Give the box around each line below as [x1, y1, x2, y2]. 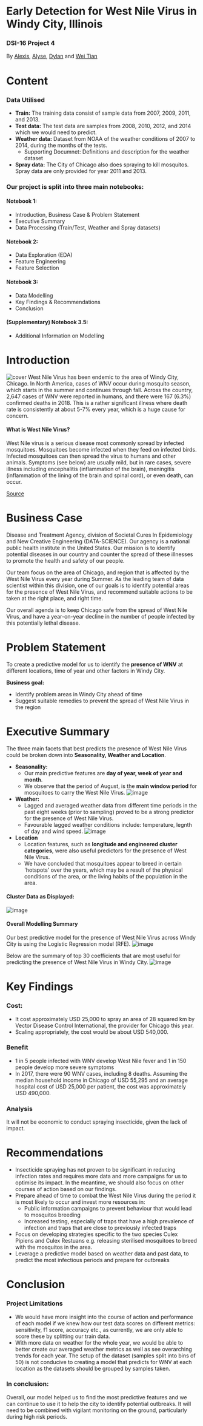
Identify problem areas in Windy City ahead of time [15, 690, 142, 698]
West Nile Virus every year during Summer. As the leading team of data [6, 575, 184, 582]
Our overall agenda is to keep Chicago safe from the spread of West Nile [6, 606, 188, 614]
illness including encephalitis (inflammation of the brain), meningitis [6, 465, 175, 472]
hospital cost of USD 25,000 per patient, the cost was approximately [15, 1082, 187, 1090]
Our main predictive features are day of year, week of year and [24, 769, 183, 776]
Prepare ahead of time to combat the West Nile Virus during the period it [15, 1192, 196, 1200]
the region [15, 703, 41, 711]
